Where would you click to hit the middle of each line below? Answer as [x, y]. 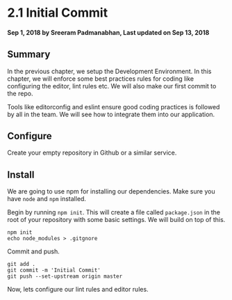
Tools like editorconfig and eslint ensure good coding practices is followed [114, 106]
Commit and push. [34, 251]
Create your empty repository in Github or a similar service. [92, 153]
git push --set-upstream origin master [65, 276]
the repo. [20, 93]
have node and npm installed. [47, 199]
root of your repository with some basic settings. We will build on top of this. [116, 220]
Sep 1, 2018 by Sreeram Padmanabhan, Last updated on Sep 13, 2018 [108, 32]
